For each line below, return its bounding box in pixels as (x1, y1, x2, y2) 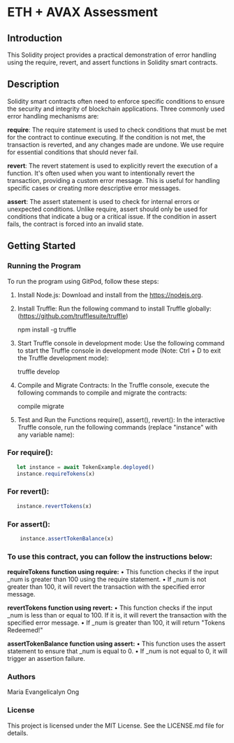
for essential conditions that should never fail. (7, 148, 138, 156)
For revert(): (7, 486, 50, 496)
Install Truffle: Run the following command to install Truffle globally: (17, 304, 212, 313)
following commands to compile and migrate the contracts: (17, 388, 187, 397)
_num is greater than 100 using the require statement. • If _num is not (7, 575, 207, 584)
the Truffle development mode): (17, 353, 110, 362)
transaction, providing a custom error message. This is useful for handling (7, 176, 220, 184)
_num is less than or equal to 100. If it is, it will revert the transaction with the (7, 611, 227, 620)
